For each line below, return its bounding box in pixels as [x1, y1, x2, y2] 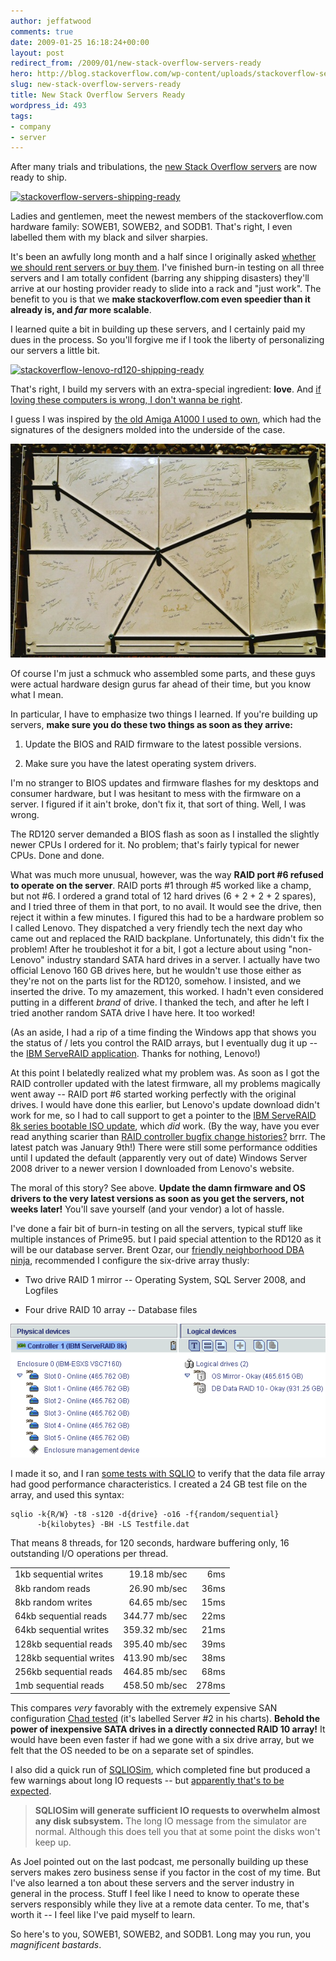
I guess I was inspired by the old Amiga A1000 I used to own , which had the [10, 413, 322, 425]
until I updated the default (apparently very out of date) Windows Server [10, 1152, 308, 1164]
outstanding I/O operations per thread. [10, 1547, 169, 1559]
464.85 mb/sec [123, 1666, 188, 1678]
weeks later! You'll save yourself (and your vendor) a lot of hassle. [10, 1203, 285, 1215]
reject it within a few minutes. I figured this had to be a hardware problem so [10, 911, 325, 924]
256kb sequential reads [14, 1666, 113, 1678]
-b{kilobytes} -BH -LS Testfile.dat [36, 1519, 190, 1529]
